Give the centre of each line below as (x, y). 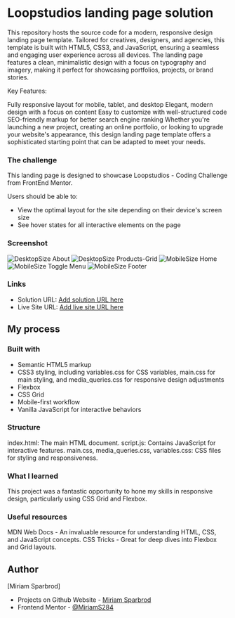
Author (23, 569)
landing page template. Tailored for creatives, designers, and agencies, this (116, 39)
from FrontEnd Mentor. (40, 183)
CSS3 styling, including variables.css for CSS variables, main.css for (116, 372)
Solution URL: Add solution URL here (70, 300)
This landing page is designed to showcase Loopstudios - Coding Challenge (117, 175)
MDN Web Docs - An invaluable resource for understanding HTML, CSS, (112, 532)
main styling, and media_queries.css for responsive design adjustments (121, 379)
